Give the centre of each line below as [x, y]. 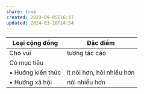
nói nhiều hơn [86, 83]
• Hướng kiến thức [35, 72]
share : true [21, 12]
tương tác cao [87, 53]
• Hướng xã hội [31, 83]
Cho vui [20, 53]
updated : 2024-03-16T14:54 [40, 23]
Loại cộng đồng [35, 43]
